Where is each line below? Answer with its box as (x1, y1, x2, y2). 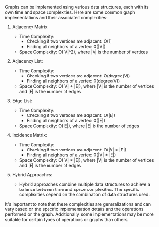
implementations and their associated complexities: (5, 15, 108, 20)
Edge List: (12, 98, 32, 104)
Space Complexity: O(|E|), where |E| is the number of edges (19, 123, 139, 129)
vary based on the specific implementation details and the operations (5, 207, 143, 212)
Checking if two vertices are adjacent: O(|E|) (26, 113, 115, 118)
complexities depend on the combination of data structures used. (19, 192, 150, 197)
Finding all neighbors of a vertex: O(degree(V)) (26, 78, 120, 84)
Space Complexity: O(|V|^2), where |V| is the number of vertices (19, 49, 148, 55)
